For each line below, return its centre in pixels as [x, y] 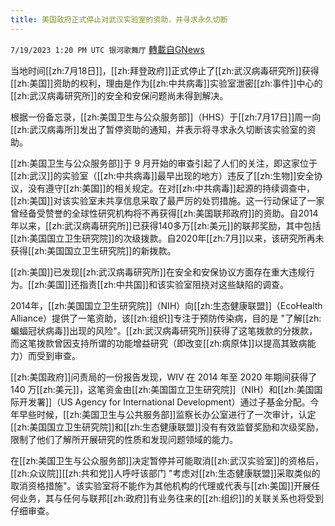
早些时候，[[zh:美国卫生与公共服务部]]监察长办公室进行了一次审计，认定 [167, 414]
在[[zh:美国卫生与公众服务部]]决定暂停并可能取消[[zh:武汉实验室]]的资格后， [167, 460]
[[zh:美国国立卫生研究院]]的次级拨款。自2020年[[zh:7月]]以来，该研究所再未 [167, 238]
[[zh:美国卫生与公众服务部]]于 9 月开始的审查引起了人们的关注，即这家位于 [164, 163]
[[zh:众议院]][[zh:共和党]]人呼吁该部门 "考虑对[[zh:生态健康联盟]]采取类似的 [165, 473]
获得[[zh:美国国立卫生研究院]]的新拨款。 [93, 250]
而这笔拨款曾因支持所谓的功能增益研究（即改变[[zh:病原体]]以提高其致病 [159, 343]
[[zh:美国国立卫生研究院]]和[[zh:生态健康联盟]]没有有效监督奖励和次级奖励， [167, 427]
